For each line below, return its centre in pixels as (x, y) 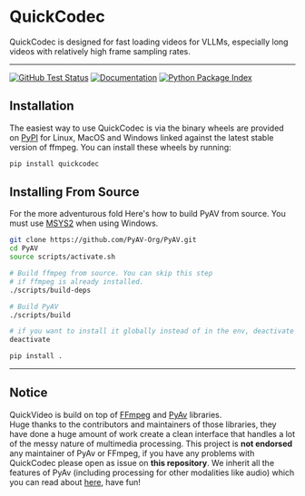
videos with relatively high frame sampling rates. (100, 51)
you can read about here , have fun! (75, 481)
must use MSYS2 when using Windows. (84, 223)
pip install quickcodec (54, 164)
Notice (29, 393)
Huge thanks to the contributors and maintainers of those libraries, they (143, 424)
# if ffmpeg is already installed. (77, 282)
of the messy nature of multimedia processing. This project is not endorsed (151, 443)
